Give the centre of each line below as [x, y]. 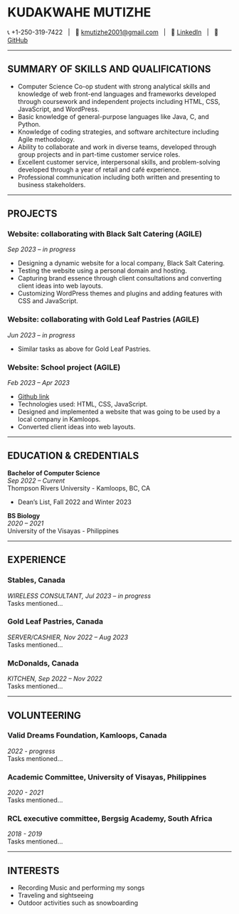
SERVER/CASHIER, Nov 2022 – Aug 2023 [68, 637]
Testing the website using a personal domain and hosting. [102, 270]
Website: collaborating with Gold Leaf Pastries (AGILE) [103, 320]
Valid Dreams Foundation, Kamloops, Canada [87, 735]
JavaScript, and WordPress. [58, 109]
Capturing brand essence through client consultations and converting [119, 278]
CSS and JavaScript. [48, 301]
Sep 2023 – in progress [42, 249]
